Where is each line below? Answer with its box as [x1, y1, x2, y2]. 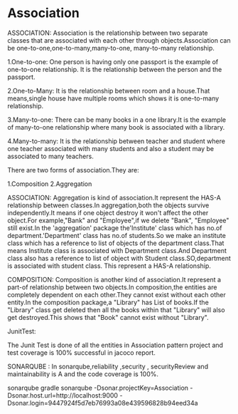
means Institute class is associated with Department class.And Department [7, 246, 227, 254]
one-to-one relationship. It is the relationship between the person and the [7, 65, 222, 73]
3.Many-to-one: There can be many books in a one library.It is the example [7, 115, 226, 124]
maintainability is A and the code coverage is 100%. [7, 369, 158, 378]
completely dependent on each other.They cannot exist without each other [7, 290, 226, 299]
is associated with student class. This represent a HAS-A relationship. [7, 262, 212, 270]
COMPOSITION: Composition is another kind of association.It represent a [7, 275, 222, 284]
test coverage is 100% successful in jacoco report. [7, 348, 156, 357]
